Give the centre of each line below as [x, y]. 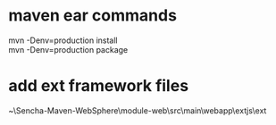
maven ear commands [93, 16]
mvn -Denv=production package [68, 49]
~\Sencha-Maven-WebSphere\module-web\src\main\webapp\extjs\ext [138, 110]
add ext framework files [99, 86]
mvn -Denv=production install [63, 40]
